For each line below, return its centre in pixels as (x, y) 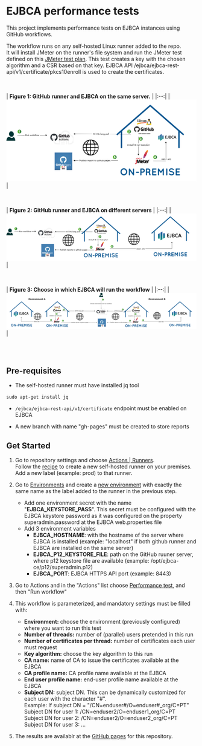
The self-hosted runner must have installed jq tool (77, 385)
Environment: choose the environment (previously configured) (102, 622)
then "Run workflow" (41, 592)
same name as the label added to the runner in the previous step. (96, 491)
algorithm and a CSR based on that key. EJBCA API (70, 65)
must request (40, 647)
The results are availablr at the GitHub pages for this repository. (94, 736)
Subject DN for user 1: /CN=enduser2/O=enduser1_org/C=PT (100, 712)
